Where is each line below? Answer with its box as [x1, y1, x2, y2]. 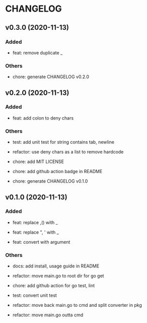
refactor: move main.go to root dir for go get [12, 273, 104, 279]
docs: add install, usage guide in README [12, 263, 100, 269]
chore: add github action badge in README [12, 169, 103, 175]
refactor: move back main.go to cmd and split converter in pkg [12, 302, 142, 308]
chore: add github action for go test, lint [12, 283, 95, 289]
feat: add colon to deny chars [12, 115, 74, 121]
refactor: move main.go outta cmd [12, 312, 84, 318]
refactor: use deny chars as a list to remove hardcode [12, 149, 124, 155]
